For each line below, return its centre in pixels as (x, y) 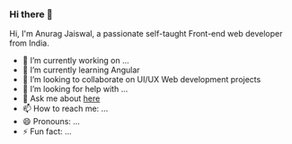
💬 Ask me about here (61, 98)
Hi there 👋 (31, 14)
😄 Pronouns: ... (51, 122)
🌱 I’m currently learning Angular (81, 70)
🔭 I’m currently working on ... (75, 61)
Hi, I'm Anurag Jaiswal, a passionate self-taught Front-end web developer (146, 34)
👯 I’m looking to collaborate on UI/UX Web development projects (142, 80)
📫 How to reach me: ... (65, 109)
